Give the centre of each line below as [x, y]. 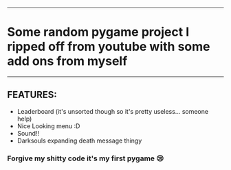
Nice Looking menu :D [48, 126]
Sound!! [28, 133]
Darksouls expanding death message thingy [79, 141]
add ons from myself [67, 61]
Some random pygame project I [98, 32]
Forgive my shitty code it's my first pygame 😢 [85, 158]
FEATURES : [32, 95]
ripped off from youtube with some [109, 47]
